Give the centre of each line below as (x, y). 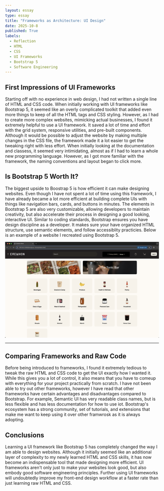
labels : (13, 36)
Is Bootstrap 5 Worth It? (42, 176)
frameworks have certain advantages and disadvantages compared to (76, 394)
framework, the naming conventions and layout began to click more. (74, 162)
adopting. (15, 420)
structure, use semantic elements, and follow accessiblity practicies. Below (81, 230)
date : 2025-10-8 (21, 26)
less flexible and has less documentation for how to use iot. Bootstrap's (77, 404)
